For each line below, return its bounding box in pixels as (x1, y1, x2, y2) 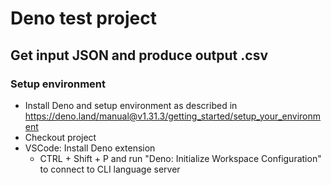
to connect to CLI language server (39, 163, 181, 175)
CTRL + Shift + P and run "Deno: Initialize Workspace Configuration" (39, 152, 322, 164)
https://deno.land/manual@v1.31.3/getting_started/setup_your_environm (24, 110, 322, 122)
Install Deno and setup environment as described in (24, 99, 238, 111)
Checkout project (24, 131, 97, 143)
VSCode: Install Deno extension (24, 142, 156, 154)
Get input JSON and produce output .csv (10, 47, 268, 64)
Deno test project (10, 7, 157, 30)
